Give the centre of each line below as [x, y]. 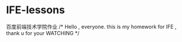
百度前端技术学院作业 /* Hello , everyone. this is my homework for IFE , [91, 26]
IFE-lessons [36, 10]
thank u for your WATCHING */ [43, 33]
